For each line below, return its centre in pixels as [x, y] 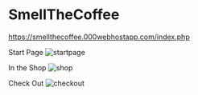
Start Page [26, 52]
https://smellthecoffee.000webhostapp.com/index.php [99, 37]
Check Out [26, 83]
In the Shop [27, 67]
